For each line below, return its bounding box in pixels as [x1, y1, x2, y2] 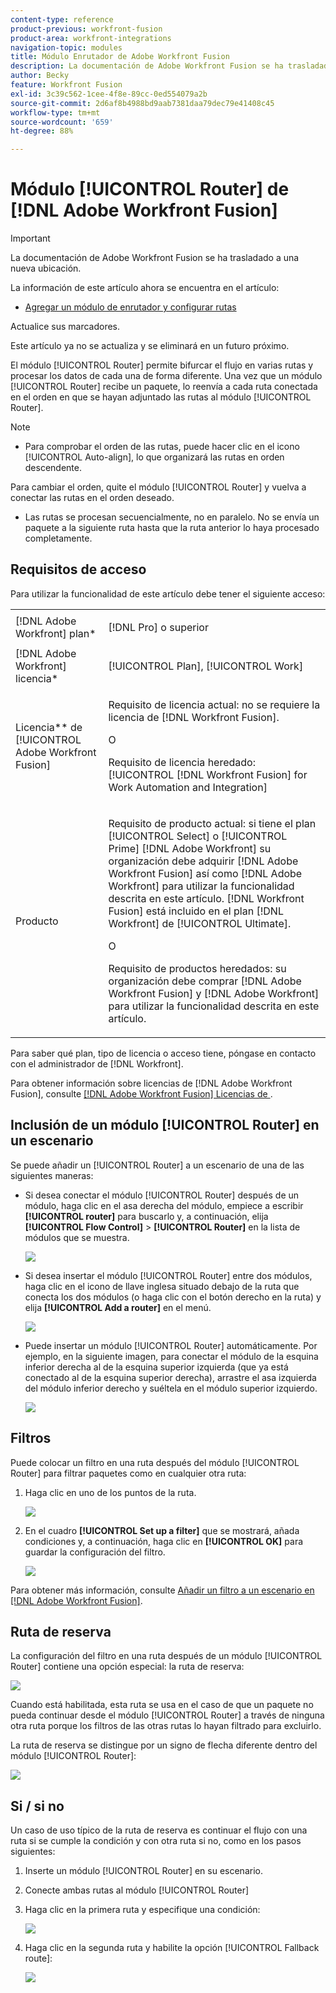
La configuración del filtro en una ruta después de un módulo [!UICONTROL [10, 1650, 323, 1662]
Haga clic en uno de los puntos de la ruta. [24, 1486, 197, 1498]
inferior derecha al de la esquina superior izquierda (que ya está [24, 1361, 289, 1373]
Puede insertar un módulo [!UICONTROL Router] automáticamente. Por [24, 1339, 318, 1351]
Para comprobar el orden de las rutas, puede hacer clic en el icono [24, 441, 300, 453]
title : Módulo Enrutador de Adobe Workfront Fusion [10, 52, 230, 62]
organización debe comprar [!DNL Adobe [108, 974, 302, 988]
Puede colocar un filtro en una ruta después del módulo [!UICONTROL [10, 1456, 300, 1468]
